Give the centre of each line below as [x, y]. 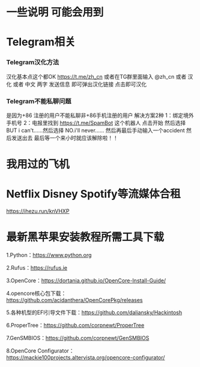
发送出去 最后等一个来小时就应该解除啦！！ [65, 138]
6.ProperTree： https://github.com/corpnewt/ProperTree [75, 326]
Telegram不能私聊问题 [39, 101]
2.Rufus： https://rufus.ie [37, 268]
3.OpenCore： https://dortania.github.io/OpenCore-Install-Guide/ [86, 281]
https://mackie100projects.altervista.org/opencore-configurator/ [86, 357]
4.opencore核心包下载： [36, 293]
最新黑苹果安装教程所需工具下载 [85, 237]
